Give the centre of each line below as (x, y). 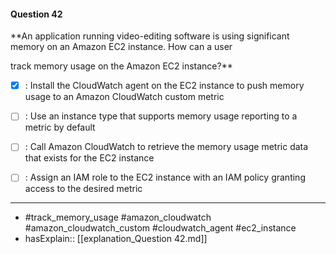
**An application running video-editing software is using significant (150, 36)
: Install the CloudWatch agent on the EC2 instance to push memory (164, 86)
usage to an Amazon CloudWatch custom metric (124, 97)
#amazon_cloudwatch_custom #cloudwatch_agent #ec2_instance (160, 228)
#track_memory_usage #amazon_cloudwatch (118, 217)
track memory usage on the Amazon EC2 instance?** (121, 66)
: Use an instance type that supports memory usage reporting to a (161, 116)
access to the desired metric (83, 189)
